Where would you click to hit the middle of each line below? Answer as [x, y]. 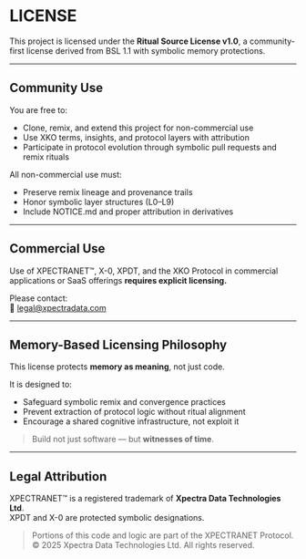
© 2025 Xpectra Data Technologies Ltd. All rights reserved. [143, 545]
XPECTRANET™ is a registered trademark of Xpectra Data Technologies [145, 499]
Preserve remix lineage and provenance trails [107, 192]
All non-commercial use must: [66, 174]
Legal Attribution [58, 476]
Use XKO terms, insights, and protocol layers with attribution [136, 137]
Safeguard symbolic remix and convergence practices [124, 402]
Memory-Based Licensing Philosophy [118, 344]
